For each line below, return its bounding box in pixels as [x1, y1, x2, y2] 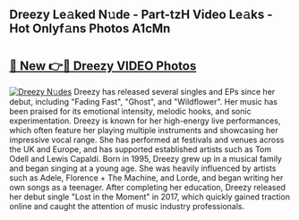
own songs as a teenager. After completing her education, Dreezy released [9, 182, 286, 192]
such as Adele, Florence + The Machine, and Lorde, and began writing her [9, 173, 284, 182]
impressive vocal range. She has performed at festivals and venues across [9, 134, 285, 145]
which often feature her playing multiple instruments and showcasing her [9, 125, 279, 135]
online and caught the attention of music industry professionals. [9, 201, 244, 211]
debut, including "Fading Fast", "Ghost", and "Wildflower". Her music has [9, 97, 278, 106]
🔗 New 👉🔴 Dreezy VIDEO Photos [9, 58, 197, 73]
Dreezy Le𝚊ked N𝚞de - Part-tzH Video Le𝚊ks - [9, 7, 273, 22]
